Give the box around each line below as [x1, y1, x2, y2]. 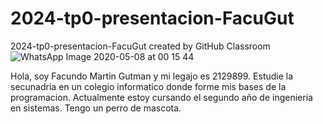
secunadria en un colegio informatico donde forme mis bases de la [10, 80, 287, 92]
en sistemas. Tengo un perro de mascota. [10, 102, 182, 114]
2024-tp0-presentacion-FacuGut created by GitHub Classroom [10, 40, 271, 52]
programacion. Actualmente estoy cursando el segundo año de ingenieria [10, 91, 313, 103]
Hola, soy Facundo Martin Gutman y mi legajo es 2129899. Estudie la [10, 70, 294, 82]
